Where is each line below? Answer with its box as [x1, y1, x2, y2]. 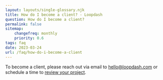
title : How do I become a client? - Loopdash [5, 12, 102, 17]
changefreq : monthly [14, 31, 58, 36]
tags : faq [5, 41, 26, 46]
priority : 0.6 [14, 36, 44, 41]
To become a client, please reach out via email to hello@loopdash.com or [5, 64, 158, 70]
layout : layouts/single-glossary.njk [5, 7, 85, 13]
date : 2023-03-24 [5, 45, 42, 50]
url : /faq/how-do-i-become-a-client [5, 50, 82, 55]
